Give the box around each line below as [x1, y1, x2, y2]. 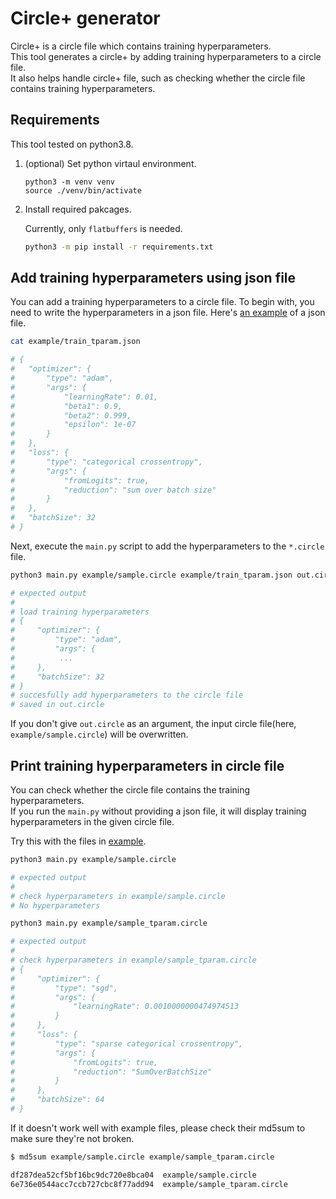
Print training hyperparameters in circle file [10, 757, 285, 774]
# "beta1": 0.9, [10, 401, 123, 411]
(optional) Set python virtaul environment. [24, 157, 197, 169]
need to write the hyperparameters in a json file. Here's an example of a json [10, 307, 326, 319]
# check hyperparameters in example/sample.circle [10, 891, 226, 901]
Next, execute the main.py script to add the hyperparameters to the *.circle [10, 540, 325, 552]
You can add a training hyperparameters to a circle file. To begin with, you [10, 296, 315, 308]
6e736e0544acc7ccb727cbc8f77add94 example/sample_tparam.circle [10, 1179, 288, 1189]
